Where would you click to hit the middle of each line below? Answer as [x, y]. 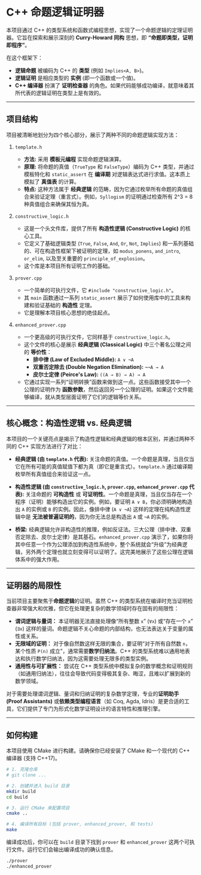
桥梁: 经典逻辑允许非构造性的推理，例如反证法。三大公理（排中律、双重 [103, 529]
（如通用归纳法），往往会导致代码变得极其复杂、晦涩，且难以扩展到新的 [103, 674]
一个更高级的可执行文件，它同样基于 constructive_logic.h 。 [98, 337]
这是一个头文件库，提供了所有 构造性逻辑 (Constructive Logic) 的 [104, 228]
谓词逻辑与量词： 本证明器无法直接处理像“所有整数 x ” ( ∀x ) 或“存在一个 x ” [104, 621]
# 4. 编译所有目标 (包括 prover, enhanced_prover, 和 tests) [80, 824]
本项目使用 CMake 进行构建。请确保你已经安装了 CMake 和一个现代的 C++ [98, 751]
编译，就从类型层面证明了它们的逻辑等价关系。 [87, 396]
